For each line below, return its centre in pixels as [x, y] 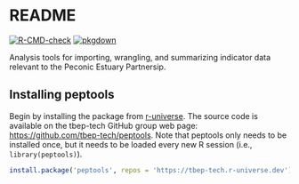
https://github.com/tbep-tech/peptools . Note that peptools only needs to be [148, 135]
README [43, 16]
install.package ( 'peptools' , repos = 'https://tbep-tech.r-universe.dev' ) [151, 170]
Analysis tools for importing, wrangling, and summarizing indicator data [140, 57]
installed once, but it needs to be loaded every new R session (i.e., [131, 144]
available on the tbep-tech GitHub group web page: [104, 125]
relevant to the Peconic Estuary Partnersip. [88, 67]
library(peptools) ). [46, 154]
